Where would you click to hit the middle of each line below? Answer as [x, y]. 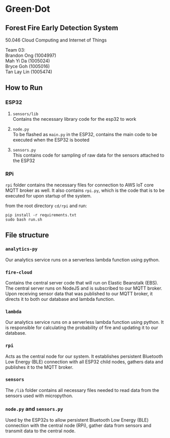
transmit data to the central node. [40, 431]
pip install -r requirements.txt [41, 215]
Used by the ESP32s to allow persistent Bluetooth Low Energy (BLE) [77, 420]
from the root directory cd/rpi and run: [46, 206]
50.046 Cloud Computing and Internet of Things [56, 40]
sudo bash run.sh [24, 220]
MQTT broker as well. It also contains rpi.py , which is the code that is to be [85, 190]
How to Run [24, 88]
